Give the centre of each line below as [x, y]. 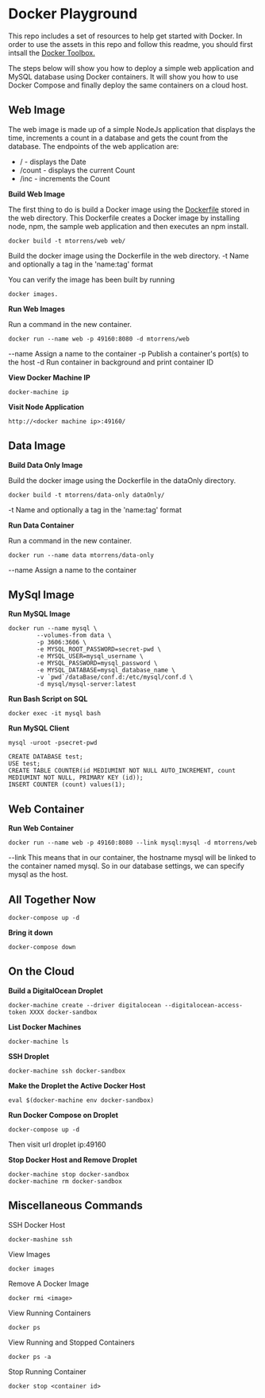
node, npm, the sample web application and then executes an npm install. [129, 226]
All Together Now [52, 900]
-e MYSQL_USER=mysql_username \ [90, 656]
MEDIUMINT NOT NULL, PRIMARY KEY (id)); [76, 778]
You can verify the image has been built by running [92, 279]
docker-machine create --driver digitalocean [84, 1005]
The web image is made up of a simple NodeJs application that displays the [132, 129]
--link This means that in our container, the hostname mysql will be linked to [132, 858]
